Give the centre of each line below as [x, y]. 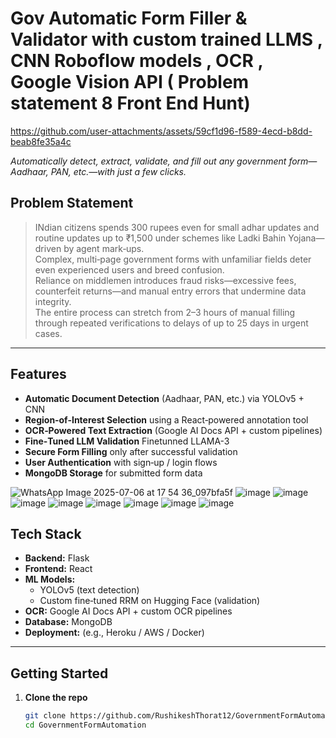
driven [48, 248]
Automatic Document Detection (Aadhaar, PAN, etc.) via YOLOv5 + [164, 398]
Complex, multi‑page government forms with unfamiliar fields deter [173, 259]
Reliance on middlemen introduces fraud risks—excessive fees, [165, 280]
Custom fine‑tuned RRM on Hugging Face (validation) [150, 601]
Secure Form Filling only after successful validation [131, 451]
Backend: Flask [57, 558]
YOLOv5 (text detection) [89, 590]
